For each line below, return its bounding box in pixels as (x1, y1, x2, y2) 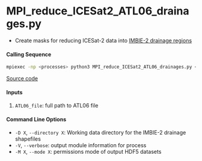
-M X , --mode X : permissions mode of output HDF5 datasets (14, 148, 162, 156)
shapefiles (14, 135, 41, 142)
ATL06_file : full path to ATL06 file (14, 102, 99, 109)
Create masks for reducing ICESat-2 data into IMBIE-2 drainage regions (14, 37, 192, 44)
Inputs (6, 88, 23, 96)
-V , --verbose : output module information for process (14, 142, 147, 149)
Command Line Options (6, 115, 67, 123)
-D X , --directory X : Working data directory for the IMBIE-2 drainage (14, 129, 186, 136)
